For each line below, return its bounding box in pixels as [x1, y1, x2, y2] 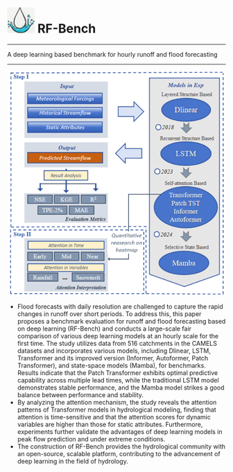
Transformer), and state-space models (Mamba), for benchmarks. [17, 361, 206, 370]
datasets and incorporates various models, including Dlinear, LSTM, [17, 347, 212, 355]
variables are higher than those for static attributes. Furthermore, [17, 420, 203, 429]
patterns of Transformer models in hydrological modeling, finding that [17, 405, 216, 414]
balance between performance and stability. [17, 391, 144, 399]
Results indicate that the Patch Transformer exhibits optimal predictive [17, 369, 218, 377]
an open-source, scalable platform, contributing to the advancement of [17, 450, 221, 458]
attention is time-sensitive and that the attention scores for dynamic [17, 413, 212, 421]
